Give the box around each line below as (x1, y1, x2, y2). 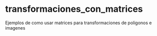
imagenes (5, 25, 26, 31)
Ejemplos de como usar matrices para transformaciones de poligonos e (5, 20, 152, 26)
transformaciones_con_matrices (5, 3, 143, 15)
